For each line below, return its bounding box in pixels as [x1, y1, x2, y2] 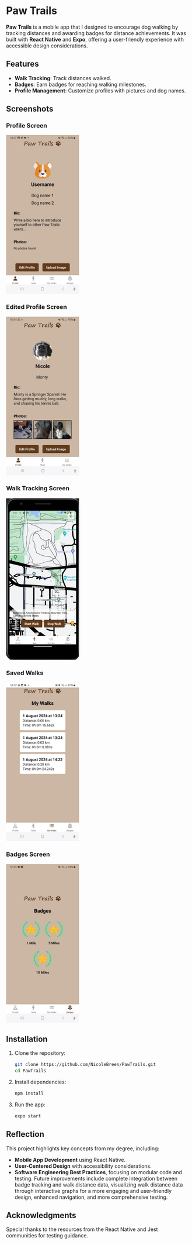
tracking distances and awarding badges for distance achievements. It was [6, 29, 187, 36]
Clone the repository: [14, 1050, 66, 1057]
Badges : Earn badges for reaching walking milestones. [14, 81, 147, 88]
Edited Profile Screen [6, 303, 67, 311]
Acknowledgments [6, 1210, 77, 1220]
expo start [14, 1113, 41, 1119]
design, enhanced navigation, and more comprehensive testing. [14, 1194, 168, 1201]
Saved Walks [6, 669, 44, 677]
